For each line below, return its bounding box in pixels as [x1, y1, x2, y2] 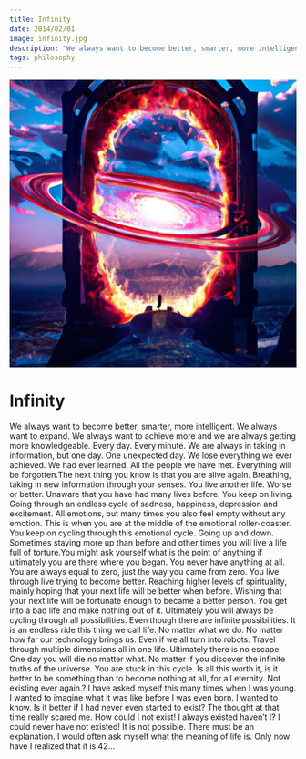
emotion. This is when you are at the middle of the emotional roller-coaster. [9, 518, 291, 529]
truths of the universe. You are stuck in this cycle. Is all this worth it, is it [9, 663, 278, 674]
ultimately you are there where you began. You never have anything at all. [9, 556, 285, 567]
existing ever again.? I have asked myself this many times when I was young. [9, 682, 297, 693]
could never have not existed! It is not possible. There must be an [9, 722, 255, 733]
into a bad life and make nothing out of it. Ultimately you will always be [9, 605, 274, 616]
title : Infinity [9, 15, 71, 24]
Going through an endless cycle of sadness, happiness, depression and [9, 498, 278, 510]
